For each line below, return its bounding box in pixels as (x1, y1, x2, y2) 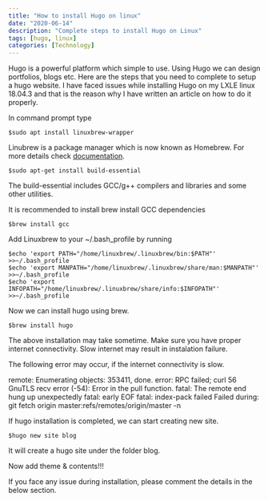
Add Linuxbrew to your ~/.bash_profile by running (8, 234, 172, 244)
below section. (8, 486, 57, 495)
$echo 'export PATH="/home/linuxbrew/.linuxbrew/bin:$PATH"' (8, 250, 217, 258)
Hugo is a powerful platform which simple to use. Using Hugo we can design (8, 63, 261, 73)
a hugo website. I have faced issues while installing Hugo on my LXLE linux (8, 81, 256, 91)
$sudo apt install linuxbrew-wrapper (8, 129, 134, 137)
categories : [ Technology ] (8, 42, 94, 50)
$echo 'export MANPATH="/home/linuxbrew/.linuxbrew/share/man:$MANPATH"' (8, 264, 260, 273)
